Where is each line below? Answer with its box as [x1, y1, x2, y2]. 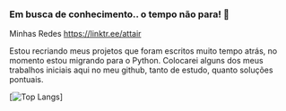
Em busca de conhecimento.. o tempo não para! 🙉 [9, 8, 230, 21]
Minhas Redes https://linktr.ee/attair [9, 29, 142, 39]
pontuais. [9, 74, 44, 85]
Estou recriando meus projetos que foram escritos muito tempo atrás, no [9, 46, 278, 56]
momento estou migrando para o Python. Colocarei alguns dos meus [9, 55, 264, 66]
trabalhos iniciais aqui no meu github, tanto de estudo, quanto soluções [9, 64, 273, 75]
